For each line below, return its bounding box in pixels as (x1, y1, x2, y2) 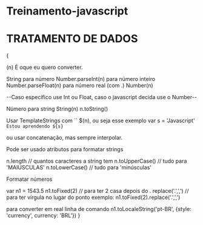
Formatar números (6, 175, 53, 183)
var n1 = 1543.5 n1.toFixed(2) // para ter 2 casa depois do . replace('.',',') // (6, 187, 189, 195)
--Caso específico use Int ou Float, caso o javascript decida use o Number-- (6, 94, 197, 101)
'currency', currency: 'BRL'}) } (6, 212, 81, 219)
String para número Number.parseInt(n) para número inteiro (6, 76, 156, 83)
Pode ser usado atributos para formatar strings (6, 146, 124, 153)
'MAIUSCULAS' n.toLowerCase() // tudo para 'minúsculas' (6, 164, 151, 171)
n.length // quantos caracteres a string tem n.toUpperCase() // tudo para (6, 157, 187, 165)
